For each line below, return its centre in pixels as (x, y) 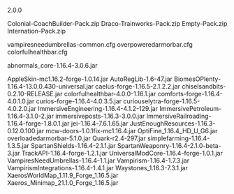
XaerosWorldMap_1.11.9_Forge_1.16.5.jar (63, 175)
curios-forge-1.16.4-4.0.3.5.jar (79, 101)
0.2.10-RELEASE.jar (35, 94)
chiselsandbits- (204, 86)
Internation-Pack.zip (37, 31)
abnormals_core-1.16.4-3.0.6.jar (52, 65)
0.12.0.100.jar (26, 131)
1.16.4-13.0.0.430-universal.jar (51, 86)
